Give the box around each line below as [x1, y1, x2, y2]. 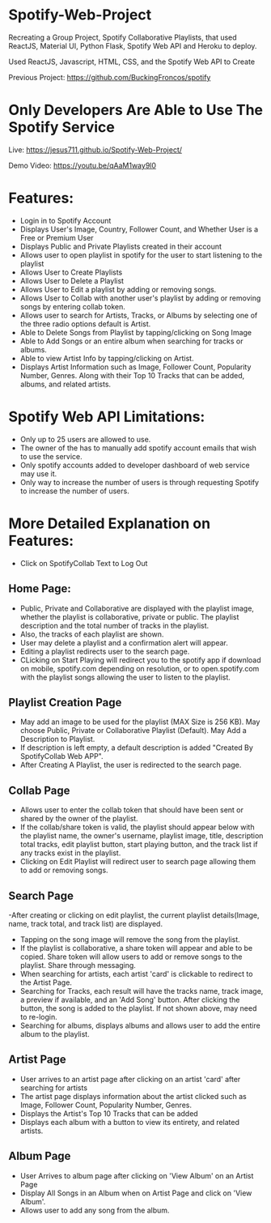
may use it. [19, 468, 57, 479]
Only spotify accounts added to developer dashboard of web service [19, 460, 250, 470]
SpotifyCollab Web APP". [19, 752, 104, 761]
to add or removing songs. [19, 865, 108, 876]
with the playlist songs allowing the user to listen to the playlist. [19, 672, 231, 682]
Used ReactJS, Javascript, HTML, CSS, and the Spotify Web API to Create [8, 57, 256, 66]
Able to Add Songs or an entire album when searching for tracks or [19, 336, 244, 346]
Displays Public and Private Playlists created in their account [19, 241, 222, 251]
